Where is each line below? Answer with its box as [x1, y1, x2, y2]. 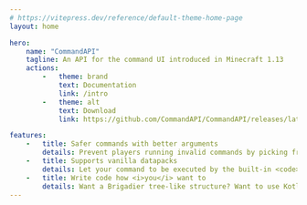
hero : [9, 38, 30, 47]
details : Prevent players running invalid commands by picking [42, 148, 288, 158]
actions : [26, 64, 59, 73]
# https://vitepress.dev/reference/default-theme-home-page [9, 13, 244, 23]
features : [9, 131, 48, 140]
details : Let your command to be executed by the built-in [42, 165, 272, 174]
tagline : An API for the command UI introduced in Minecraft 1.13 [26, 56, 284, 65]
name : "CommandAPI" [26, 46, 101, 56]
